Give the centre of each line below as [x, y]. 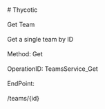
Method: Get [25, 54]
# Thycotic [22, 10]
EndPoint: [21, 83]
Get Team [21, 24]
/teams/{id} [23, 98]
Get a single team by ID [40, 39]
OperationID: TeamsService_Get [52, 69]
